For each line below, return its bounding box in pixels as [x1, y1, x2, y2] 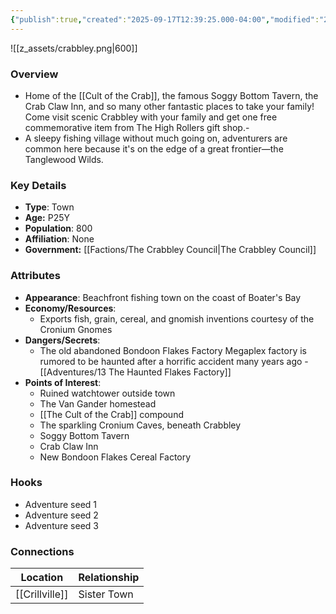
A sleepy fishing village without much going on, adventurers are [24, 132, 288, 144]
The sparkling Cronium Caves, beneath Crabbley [39, 419, 242, 431]
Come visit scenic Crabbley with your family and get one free [24, 111, 278, 123]
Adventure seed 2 [24, 509, 99, 521]
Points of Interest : [24, 376, 102, 388]
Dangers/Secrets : [24, 334, 101, 346]
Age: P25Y [24, 212, 71, 224]
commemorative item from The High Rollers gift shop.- [24, 121, 250, 133]
